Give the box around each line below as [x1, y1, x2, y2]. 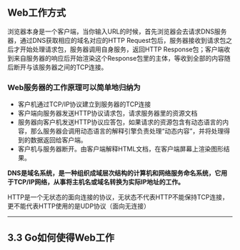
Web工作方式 [7, 6, 66, 19]
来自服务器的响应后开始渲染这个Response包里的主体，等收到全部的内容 [13, 54, 225, 62]
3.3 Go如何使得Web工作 [7, 231, 115, 244]
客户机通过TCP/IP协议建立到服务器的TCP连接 [17, 100, 151, 109]
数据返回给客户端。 [30, 136, 87, 144]
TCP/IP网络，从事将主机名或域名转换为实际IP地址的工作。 [13, 178, 184, 186]
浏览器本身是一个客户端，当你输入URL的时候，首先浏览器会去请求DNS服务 [7, 27, 227, 36]
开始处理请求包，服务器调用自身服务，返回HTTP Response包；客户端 [19, 45, 224, 54]
